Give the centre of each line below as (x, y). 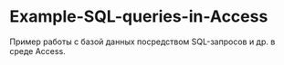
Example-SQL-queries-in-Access (139, 17)
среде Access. (37, 51)
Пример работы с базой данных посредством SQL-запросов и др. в (142, 42)
